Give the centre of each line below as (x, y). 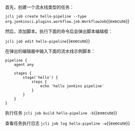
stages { (23, 73)
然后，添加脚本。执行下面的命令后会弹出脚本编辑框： (59, 31)
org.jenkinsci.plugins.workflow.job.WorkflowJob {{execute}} (67, 21)
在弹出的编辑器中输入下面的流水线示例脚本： (50, 51)
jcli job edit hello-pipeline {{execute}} (48, 41)
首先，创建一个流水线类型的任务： (40, 7)
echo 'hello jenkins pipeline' (72, 86)
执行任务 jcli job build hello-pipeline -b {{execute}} (61, 113)
